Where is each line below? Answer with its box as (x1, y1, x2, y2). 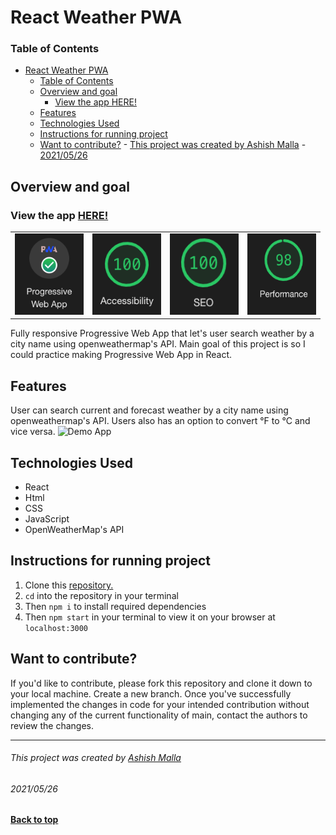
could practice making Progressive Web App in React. (10, 349, 233, 361)
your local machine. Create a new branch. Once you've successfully (10, 687, 292, 700)
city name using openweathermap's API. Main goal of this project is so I (10, 338, 306, 350)
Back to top (10, 814, 59, 826)
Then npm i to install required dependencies (24, 600, 207, 612)
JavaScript (24, 513, 70, 525)
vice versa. (10, 426, 56, 438)
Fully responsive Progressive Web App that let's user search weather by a (10, 327, 315, 340)
